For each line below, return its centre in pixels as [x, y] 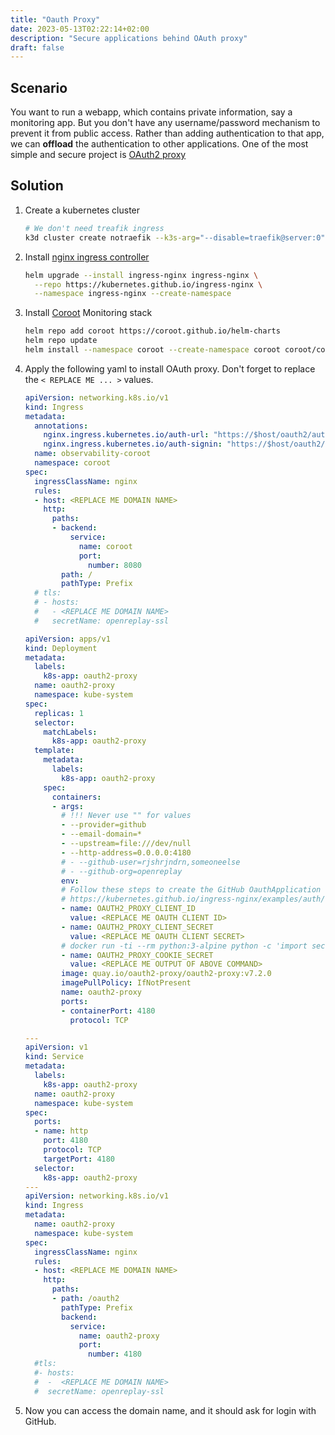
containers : [76, 797]
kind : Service [54, 1057]
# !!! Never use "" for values [126, 816]
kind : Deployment [61, 648]
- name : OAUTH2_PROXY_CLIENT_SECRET [137, 927]
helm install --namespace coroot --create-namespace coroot [152, 350]
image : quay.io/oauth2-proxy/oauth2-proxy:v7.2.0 [166, 974]
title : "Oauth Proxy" [55, 19]
